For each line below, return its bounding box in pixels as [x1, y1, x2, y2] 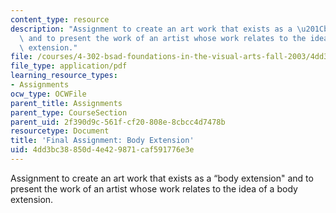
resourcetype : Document [10, 126, 110, 136]
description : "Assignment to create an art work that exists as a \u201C [10, 24, 325, 34]
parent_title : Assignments [10, 98, 123, 108]
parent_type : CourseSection [10, 107, 128, 118]
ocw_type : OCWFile [10, 89, 87, 99]
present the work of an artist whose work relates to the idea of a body [10, 182, 298, 195]
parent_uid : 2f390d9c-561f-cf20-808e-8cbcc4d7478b [10, 117, 226, 127]
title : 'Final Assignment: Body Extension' [10, 136, 195, 146]
